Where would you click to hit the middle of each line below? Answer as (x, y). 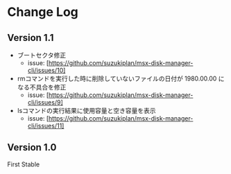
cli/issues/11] (46, 126)
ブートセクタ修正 (42, 55)
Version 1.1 (31, 38)
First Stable (24, 164)
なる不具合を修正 (42, 87)
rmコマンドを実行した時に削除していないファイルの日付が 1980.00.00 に (121, 78)
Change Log (43, 12)
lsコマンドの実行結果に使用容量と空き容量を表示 (86, 111)
